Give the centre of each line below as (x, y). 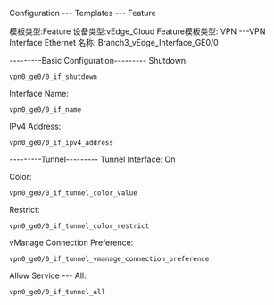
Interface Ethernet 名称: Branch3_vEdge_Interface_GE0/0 (114, 42)
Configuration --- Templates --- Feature (83, 13)
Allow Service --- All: (48, 275)
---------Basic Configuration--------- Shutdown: (99, 60)
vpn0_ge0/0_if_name (46, 110)
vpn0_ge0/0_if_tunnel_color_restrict (79, 226)
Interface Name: (39, 93)
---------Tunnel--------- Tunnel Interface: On (92, 159)
